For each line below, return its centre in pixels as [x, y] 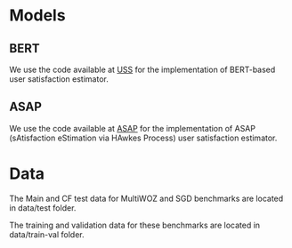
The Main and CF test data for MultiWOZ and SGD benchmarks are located [146, 198]
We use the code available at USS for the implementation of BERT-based [142, 69]
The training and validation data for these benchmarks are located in [135, 225]
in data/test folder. [43, 208]
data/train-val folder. [47, 234]
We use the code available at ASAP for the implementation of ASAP [133, 128]
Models [37, 16]
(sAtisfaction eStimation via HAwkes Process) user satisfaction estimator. [143, 138]
